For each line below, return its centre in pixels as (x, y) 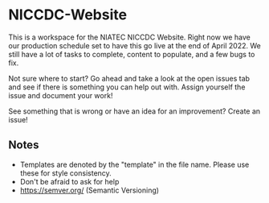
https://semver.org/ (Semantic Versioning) (89, 190)
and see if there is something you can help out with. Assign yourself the (127, 87)
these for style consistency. (66, 173)
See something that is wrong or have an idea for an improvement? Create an (134, 111)
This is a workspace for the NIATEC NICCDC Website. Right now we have (129, 37)
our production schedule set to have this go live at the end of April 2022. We (134, 45)
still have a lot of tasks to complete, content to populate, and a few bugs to (132, 54)
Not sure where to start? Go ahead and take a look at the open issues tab (129, 78)
